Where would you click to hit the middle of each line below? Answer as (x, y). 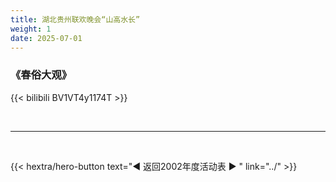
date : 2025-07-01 (46, 38)
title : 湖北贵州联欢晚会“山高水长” (75, 19)
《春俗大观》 (41, 75)
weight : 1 (31, 29)
